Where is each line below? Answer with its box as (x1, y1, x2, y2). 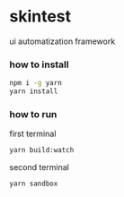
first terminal (9, 128, 57, 140)
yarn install (9, 87, 58, 96)
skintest (9, 6, 72, 27)
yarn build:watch (9, 146, 75, 155)
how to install (9, 58, 69, 71)
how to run (9, 107, 58, 120)
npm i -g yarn (9, 79, 63, 88)
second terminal (9, 162, 69, 173)
